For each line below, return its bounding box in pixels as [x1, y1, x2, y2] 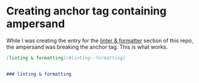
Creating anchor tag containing [6, 4, 167, 18]
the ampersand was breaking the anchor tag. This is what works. [6, 43, 168, 51]
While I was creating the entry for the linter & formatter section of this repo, [6, 37, 194, 44]
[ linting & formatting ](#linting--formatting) [6, 55, 126, 61]
